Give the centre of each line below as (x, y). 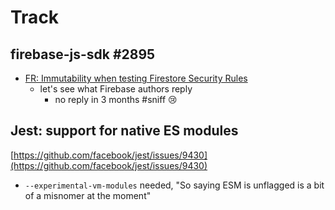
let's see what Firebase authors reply (116, 89)
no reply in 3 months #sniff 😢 (116, 99)
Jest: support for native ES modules (124, 131)
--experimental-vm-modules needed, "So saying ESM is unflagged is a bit (174, 185)
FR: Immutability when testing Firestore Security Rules (136, 78)
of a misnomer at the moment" (88, 195)
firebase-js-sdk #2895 (83, 54)
